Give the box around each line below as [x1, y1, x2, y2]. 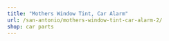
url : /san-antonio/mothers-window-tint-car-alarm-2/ [7, 17, 163, 24]
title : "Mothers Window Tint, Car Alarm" [7, 10, 129, 17]
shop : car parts [7, 23, 54, 30]
